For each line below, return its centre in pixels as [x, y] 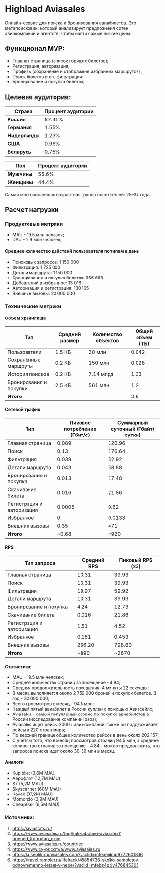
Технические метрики [33, 306]
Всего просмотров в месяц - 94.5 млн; [53, 704]
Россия [17, 119]
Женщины [20, 182]
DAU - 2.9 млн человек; [37, 240]
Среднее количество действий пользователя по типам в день [72, 251]
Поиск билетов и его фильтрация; [48, 76]
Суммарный [133, 422]
